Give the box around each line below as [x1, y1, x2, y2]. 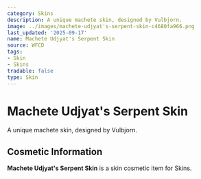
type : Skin [7, 73, 38, 81]
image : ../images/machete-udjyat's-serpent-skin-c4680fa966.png [7, 23, 195, 29]
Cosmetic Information [7, 145, 103, 158]
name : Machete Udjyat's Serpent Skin [7, 36, 115, 43]
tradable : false [7, 67, 54, 74]
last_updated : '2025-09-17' [7, 29, 88, 36]
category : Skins [7, 10, 54, 17]
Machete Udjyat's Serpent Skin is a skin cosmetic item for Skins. [7, 164, 192, 172]
